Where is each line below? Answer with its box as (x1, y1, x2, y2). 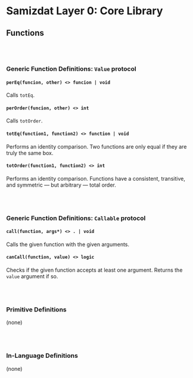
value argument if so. (6, 273, 58, 280)
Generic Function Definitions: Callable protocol (6, 214, 146, 222)
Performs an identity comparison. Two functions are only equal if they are (6, 143, 187, 150)
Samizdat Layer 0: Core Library (6, 4, 163, 18)
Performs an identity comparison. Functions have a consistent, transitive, (6, 175, 186, 182)
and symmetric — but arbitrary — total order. (6, 181, 116, 188)
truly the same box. (6, 149, 54, 156)
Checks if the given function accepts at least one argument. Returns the (6, 266, 183, 274)
